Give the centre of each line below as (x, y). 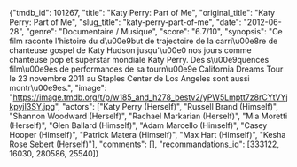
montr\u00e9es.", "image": (58, 88)
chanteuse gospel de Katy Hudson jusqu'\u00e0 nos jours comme (130, 50)
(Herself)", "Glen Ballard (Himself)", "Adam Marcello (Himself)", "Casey (138, 125)
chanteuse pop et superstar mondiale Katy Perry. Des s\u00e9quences (139, 60)
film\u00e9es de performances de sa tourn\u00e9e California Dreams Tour (146, 69)
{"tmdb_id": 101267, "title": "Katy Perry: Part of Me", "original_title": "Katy (142, 13)
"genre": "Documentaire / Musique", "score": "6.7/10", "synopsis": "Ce (155, 31)
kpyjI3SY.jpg (32, 106)
